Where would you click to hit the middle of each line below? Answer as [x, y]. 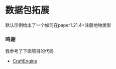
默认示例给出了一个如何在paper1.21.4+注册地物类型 [58, 25]
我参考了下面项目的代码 [29, 51]
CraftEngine [25, 61]
